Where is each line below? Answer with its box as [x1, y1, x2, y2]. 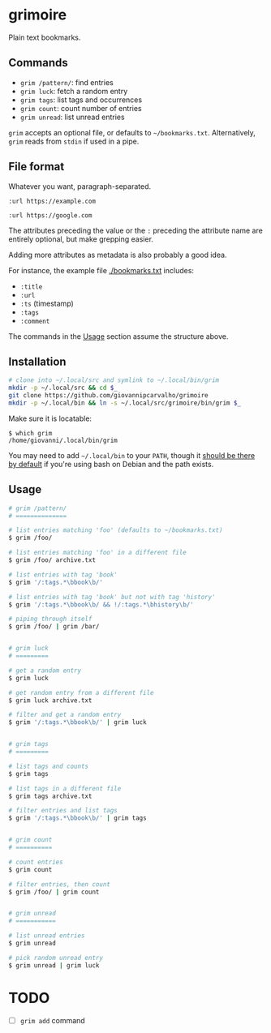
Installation [8, 354, 67, 368]
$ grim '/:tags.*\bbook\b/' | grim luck [8, 718, 148, 727]
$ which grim [8, 429, 53, 437]
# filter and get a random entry [8, 711, 122, 719]
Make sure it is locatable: [8, 414, 92, 423]
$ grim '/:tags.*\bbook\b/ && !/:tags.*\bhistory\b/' [8, 600, 195, 609]
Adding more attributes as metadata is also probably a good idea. [8, 250, 227, 259]
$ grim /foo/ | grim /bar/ [8, 623, 100, 631]
